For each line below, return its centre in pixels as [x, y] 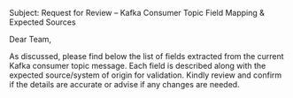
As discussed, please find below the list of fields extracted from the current [147, 56]
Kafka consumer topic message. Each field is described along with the [138, 66]
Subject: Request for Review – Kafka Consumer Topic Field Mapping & [137, 13]
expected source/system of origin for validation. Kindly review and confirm [146, 75]
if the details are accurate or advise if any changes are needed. [125, 84]
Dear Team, [30, 39]
